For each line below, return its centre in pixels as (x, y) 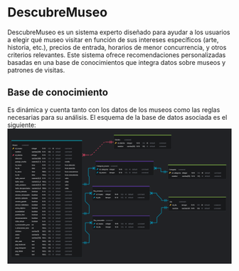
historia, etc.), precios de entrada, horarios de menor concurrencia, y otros (117, 47)
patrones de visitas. (36, 70)
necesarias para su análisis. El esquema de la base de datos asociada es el (117, 117)
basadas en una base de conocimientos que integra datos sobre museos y (117, 62)
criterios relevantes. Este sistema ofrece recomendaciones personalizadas (117, 55)
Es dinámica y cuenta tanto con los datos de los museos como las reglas (114, 109)
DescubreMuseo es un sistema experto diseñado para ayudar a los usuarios (119, 32)
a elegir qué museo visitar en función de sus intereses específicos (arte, (113, 39)
